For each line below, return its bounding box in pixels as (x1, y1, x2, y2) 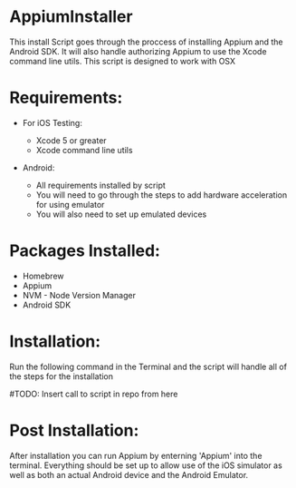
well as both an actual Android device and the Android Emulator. (9, 469, 249, 480)
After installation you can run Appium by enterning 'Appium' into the (9, 450, 263, 461)
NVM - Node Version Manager (22, 289, 137, 300)
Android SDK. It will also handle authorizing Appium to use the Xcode (9, 45, 267, 56)
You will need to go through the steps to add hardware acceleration (35, 189, 288, 200)
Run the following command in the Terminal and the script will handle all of (9, 361, 288, 372)
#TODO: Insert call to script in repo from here (9, 388, 178, 399)
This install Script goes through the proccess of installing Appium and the (9, 36, 283, 47)
